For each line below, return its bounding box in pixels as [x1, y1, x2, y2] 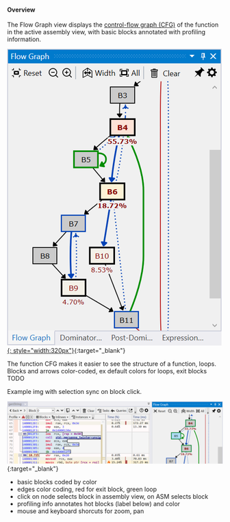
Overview [7, 5, 36, 14]
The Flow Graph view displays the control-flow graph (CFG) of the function [7, 21, 219, 29]
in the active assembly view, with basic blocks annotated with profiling [7, 28, 206, 36]
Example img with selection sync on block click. [7, 388, 142, 396]
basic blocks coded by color [16, 477, 97, 486]
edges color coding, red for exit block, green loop [16, 485, 157, 493]
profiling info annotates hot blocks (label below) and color [16, 499, 180, 508]
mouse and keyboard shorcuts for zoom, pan [16, 507, 144, 515]
